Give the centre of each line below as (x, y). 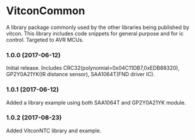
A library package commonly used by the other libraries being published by (98, 27)
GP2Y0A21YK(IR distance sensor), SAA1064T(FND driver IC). (80, 74)
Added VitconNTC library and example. (54, 131)
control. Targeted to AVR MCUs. (45, 40)
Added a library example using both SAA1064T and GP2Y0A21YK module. (96, 102)
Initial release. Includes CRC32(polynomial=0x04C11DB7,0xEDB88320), (93, 68)
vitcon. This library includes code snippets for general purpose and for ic (95, 33)
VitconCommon (46, 11)
